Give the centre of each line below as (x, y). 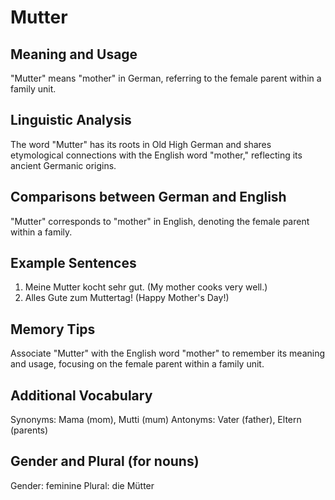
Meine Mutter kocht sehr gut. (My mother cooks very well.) (146, 287)
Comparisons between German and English (148, 197)
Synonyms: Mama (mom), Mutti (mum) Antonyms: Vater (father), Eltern (156, 420)
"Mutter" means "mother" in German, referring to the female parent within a (166, 78)
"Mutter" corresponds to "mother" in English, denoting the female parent (160, 221)
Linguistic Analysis (71, 120)
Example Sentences (73, 263)
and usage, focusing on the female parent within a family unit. (137, 364)
